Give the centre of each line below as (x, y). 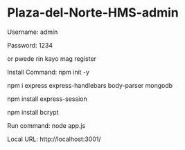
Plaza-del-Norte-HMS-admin (93, 13)
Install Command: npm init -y (49, 72)
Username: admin (33, 32)
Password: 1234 (30, 45)
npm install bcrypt (33, 112)
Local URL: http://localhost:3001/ (54, 139)
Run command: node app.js (46, 125)
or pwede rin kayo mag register (52, 58)
